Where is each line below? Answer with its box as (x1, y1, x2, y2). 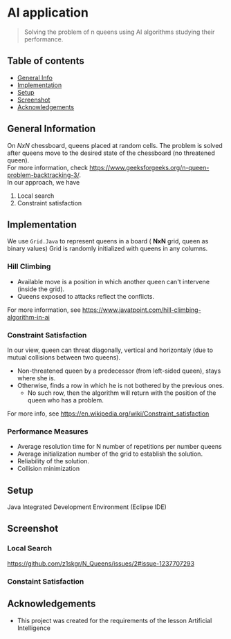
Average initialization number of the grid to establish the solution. (17, 450, 203, 458)
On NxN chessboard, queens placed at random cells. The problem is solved (7, 141, 223, 149)
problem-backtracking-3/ (7, 171, 80, 179)
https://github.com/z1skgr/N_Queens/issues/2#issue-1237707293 (7, 559, 195, 568)
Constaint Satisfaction (7, 576, 84, 586)
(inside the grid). (17, 285, 65, 293)
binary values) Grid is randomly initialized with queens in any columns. (7, 244, 208, 253)
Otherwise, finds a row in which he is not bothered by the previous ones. (17, 381, 225, 389)
